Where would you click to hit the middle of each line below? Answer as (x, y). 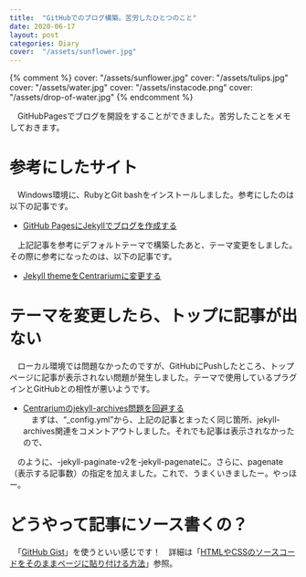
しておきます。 (37, 128)
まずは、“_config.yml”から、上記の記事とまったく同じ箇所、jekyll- (155, 420)
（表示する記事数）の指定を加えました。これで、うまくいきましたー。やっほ (153, 473)
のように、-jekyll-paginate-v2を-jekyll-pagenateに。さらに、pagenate (150, 462)
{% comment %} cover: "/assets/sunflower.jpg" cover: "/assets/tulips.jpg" (149, 78)
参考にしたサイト (74, 168)
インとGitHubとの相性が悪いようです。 (82, 388)
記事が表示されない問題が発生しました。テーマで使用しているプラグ (169, 377)
